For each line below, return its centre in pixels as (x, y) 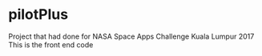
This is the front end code (51, 44)
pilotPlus (38, 15)
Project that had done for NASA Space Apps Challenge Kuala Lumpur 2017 (131, 36)
